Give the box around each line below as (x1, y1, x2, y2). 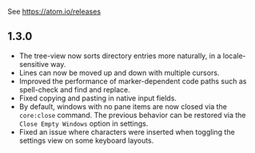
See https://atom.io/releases (7, 7, 102, 16)
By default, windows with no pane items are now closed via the (18, 101, 227, 111)
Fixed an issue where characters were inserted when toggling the (18, 127, 235, 136)
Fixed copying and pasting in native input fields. (18, 93, 177, 103)
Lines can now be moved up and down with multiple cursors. (18, 68, 220, 77)
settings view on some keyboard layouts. (18, 135, 154, 145)
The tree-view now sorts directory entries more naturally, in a (18, 51, 221, 61)
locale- (222, 51, 246, 61)
